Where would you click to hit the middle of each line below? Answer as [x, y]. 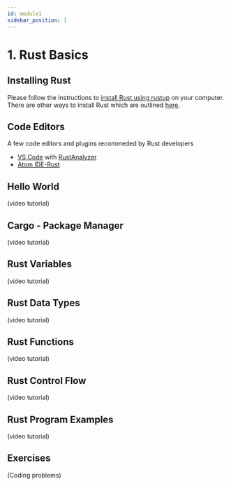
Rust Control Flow [47, 381]
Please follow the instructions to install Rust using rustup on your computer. [116, 97]
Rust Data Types [44, 303]
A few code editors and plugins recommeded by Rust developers [100, 143]
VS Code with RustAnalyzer [57, 157]
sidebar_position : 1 [37, 20]
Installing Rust [39, 81]
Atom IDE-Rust [39, 164]
